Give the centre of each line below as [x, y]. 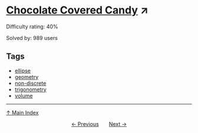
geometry [27, 77]
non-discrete [30, 83]
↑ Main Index [22, 112]
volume [24, 95]
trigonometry [31, 89]
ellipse [23, 71]
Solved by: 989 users [32, 38]
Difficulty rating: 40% [32, 26]
